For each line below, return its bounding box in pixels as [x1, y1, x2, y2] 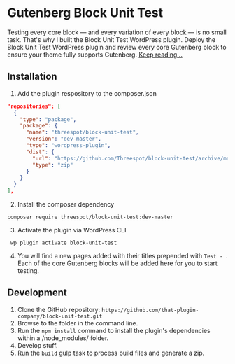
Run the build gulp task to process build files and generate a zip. [17, 349, 205, 357]
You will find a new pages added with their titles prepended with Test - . [17, 252, 228, 260]
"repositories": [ [7, 103, 61, 110]
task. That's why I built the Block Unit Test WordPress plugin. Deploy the [7, 35, 215, 43]
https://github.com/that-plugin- [101, 307, 199, 314]
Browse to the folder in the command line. [17, 318, 138, 327]
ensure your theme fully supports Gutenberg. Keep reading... [7, 50, 183, 59]
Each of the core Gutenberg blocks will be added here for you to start [17, 259, 218, 267]
